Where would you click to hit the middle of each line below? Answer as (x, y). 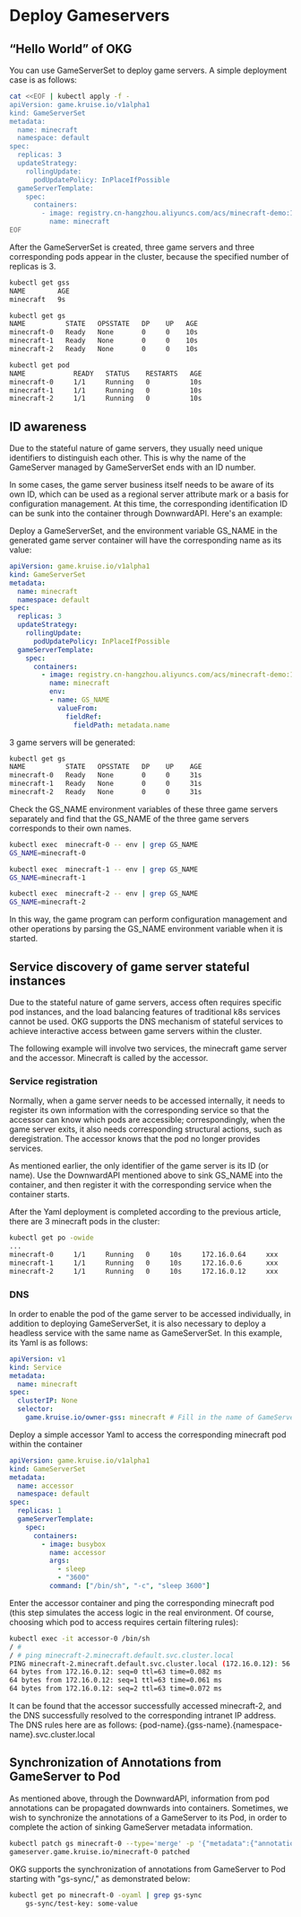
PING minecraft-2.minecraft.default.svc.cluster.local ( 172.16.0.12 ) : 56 (150, 1664)
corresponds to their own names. (70, 828)
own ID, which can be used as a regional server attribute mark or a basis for (149, 494)
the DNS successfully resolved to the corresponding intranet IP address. (143, 1716)
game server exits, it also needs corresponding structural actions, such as (146, 1129)
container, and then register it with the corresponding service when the (141, 1185)
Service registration (54, 1081)
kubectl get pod (39, 365)
